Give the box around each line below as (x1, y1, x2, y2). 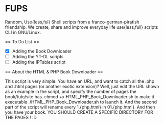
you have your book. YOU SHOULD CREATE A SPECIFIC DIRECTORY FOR (5, 109, 153, 115)
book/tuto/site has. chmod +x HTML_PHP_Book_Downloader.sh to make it (5, 94, 154, 100)
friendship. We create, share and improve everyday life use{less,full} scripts (5, 24, 158, 30)
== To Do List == (5, 38, 39, 44)
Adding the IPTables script (12, 59, 66, 65)
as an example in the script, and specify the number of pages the (5, 89, 137, 95)
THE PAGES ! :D (5, 115, 37, 121)
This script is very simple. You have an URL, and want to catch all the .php (5, 78, 155, 84)
